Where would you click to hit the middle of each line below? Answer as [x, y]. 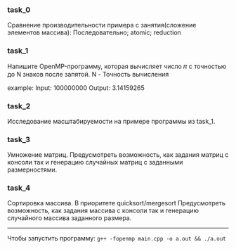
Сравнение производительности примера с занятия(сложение [102, 25]
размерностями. [32, 170]
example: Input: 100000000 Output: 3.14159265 [76, 88]
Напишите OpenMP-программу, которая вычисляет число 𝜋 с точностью [117, 66]
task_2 [19, 106]
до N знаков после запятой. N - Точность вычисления [88, 74]
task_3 [19, 139]
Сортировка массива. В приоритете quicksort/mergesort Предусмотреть [117, 203]
